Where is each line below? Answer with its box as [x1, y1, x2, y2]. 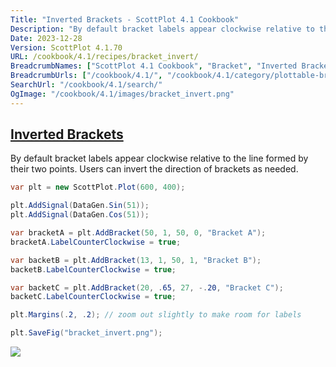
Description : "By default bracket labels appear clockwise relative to [10, 24, 315, 34]
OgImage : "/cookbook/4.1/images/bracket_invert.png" [10, 89, 235, 99]
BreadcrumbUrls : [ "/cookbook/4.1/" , [10, 71, 163, 81]
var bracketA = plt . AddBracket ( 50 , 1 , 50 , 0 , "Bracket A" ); [10, 228, 267, 238]
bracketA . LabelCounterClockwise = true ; [10, 237, 182, 247]
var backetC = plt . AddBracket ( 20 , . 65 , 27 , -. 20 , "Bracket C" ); [10, 282, 284, 293]
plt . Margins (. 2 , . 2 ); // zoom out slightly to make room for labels [10, 310, 302, 320]
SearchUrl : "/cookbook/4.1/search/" [10, 80, 163, 90]
